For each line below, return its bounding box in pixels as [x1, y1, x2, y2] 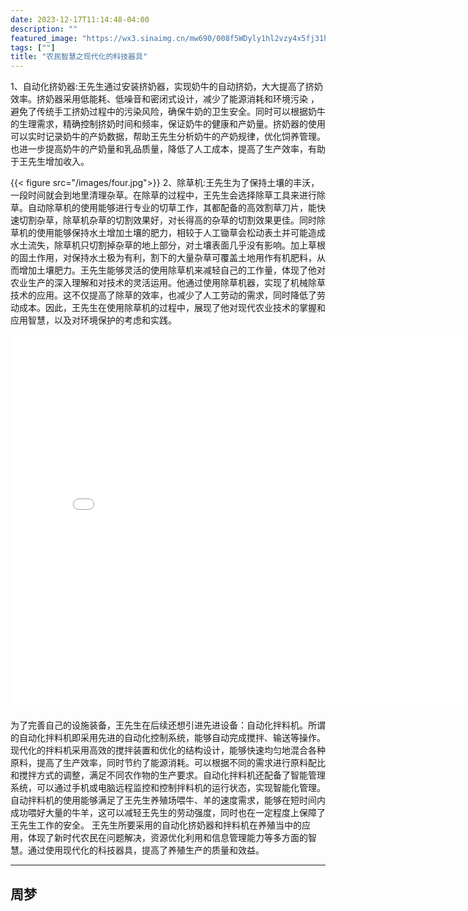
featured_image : [10, 33, 78, 43]
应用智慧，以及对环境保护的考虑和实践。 [10, 314, 177, 326]
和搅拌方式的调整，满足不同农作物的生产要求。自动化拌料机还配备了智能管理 [10, 769, 326, 781]
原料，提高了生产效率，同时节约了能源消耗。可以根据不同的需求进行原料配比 [10, 757, 326, 769]
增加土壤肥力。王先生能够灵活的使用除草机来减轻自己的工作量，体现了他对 [18, 264, 326, 276]
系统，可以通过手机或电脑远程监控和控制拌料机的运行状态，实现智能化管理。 [10, 782, 326, 794]
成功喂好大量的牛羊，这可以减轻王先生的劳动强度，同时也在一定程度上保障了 [10, 807, 326, 819]
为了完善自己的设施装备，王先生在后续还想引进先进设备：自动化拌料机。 [10, 719, 308, 731]
